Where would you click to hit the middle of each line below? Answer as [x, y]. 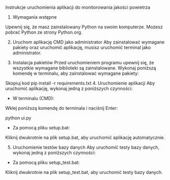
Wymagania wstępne [35, 17]
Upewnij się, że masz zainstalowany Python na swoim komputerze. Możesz [84, 27]
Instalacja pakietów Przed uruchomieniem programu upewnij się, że [83, 62]
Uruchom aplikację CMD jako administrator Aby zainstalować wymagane [89, 42]
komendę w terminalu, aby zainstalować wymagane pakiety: [76, 73]
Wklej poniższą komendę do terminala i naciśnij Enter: [62, 108]
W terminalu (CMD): [33, 98]
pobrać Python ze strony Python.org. [44, 32]
